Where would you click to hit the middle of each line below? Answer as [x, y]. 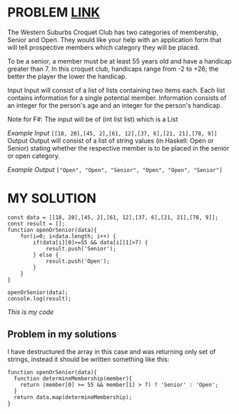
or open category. [34, 156]
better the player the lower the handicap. [67, 76]
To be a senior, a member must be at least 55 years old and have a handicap [119, 61]
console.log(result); [40, 298]
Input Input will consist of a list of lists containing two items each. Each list [116, 90]
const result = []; [36, 223]
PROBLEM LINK [54, 12]
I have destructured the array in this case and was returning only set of [112, 351]
